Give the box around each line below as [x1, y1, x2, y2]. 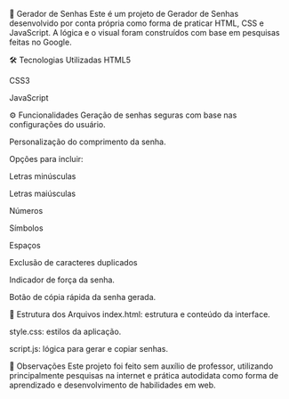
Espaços [9, 240, 42, 250]
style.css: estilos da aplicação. [9, 326, 122, 337]
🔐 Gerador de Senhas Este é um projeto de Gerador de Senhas [9, 9, 239, 19]
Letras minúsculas [9, 171, 76, 182]
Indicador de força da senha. [9, 274, 116, 285]
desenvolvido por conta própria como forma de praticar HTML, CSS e [9, 18, 264, 28]
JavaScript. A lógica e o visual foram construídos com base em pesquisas [9, 28, 280, 37]
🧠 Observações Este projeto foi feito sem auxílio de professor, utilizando [9, 361, 274, 371]
